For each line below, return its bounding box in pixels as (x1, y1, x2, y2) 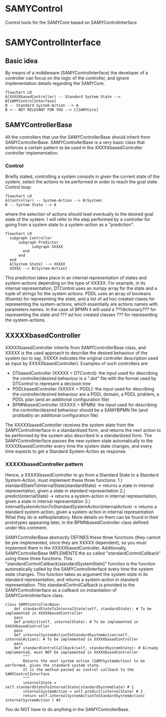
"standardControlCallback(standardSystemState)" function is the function (5, 561, 156, 567)
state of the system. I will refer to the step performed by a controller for (5, 217, 151, 223)
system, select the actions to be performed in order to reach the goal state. (5, 179, 159, 185)
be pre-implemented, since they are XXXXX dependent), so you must (5, 540, 147, 546)
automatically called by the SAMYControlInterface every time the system (5, 566, 154, 572)
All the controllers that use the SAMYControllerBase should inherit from (5, 134, 151, 140)
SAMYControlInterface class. (5, 592, 64, 599)
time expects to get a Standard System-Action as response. (5, 448, 127, 454)
